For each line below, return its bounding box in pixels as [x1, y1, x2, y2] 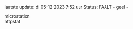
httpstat [4, 19, 21, 24]
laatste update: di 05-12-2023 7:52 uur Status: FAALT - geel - [4, 4, 129, 10]
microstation [4, 14, 30, 19]
